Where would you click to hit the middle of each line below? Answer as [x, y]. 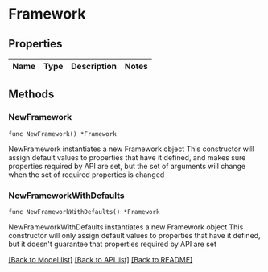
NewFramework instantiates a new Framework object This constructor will [131, 149]
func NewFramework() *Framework [62, 134]
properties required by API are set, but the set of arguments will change [127, 166]
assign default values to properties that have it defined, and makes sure [127, 157]
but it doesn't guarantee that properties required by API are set [113, 244]
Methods [31, 95]
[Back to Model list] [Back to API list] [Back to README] [101, 259]
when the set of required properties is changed [87, 175]
